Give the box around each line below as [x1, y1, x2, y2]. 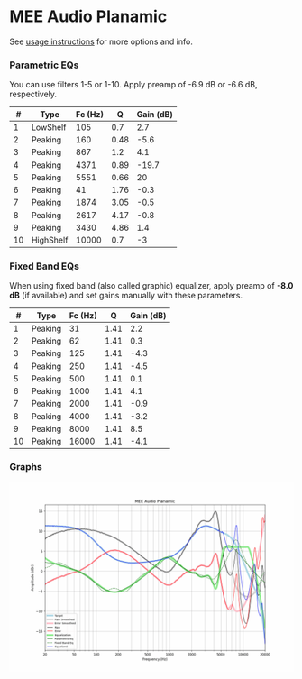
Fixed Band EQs [9, 260, 79, 272]
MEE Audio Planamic [9, 6, 168, 27]
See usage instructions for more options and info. [9, 36, 194, 47]
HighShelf [31, 234, 69, 245]
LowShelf [31, 122, 67, 133]
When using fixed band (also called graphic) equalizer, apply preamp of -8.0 [9, 280, 294, 291]
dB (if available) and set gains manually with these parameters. [9, 290, 243, 301]
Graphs [9, 461, 42, 473]
